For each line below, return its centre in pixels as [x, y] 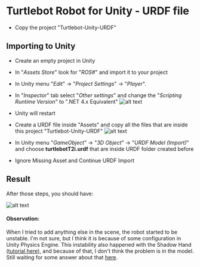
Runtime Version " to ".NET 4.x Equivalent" [66, 101]
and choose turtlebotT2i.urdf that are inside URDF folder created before [104, 149]
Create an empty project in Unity [55, 60]
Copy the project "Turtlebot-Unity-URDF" [65, 27]
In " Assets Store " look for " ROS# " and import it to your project [91, 72]
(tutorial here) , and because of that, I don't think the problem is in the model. [100, 251]
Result [19, 179]
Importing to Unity [41, 46]
